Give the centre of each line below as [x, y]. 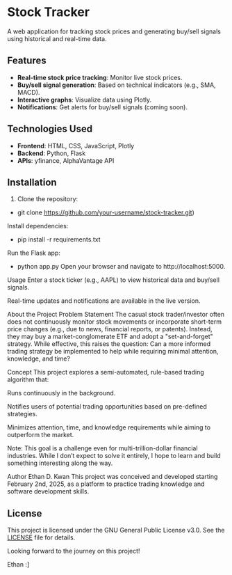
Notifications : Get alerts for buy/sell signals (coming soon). [102, 107]
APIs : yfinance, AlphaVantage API [66, 160]
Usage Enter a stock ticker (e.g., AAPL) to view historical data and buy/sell [114, 280]
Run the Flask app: [34, 253]
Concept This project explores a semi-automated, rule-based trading [106, 372]
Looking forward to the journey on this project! [74, 551]
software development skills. [48, 491]
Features [27, 61]
